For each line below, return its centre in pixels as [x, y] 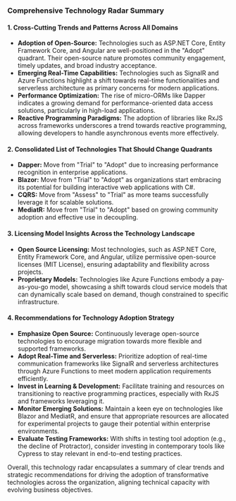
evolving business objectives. [50, 490]
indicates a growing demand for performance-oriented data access [115, 103]
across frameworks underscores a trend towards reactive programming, [122, 126]
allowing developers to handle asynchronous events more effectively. [118, 133]
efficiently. [33, 378]
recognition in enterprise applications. [73, 172]
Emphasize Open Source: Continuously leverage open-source [108, 333]
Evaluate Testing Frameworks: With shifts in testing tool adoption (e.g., [122, 438]
